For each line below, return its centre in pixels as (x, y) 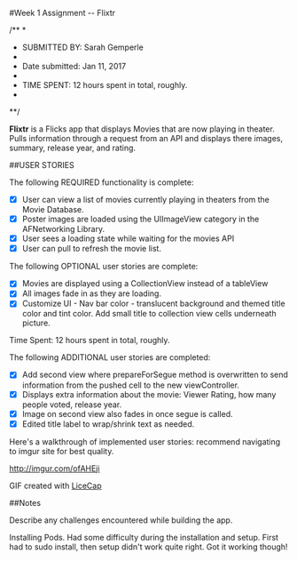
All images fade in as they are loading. (92, 293)
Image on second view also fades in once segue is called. (127, 413)
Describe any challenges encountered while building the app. (121, 520)
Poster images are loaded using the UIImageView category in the (141, 219)
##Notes (25, 502)
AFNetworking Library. (63, 229)
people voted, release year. (72, 405)
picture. (36, 323)
